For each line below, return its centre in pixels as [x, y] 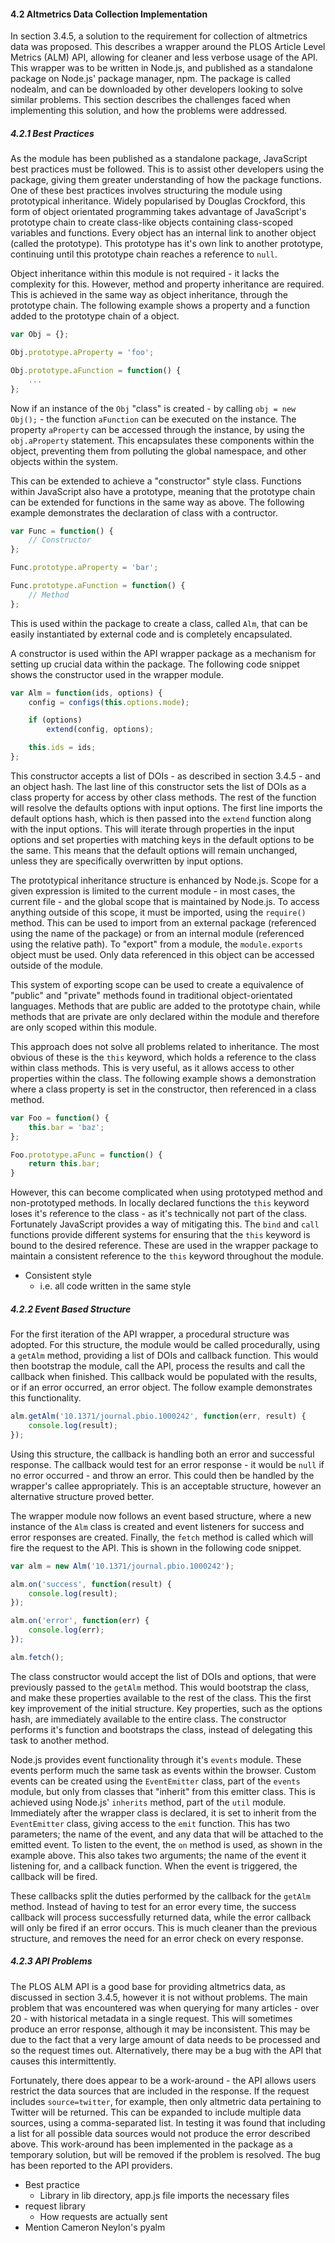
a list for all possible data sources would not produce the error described [160, 2133]
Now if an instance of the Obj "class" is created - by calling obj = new [153, 408]
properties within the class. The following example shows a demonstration [163, 1078]
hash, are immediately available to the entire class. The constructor [148, 1719]
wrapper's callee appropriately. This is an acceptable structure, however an [166, 1486]
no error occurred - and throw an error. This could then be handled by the [162, 1475]
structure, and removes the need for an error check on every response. [157, 1938]
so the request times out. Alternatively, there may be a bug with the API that [166, 2050]
